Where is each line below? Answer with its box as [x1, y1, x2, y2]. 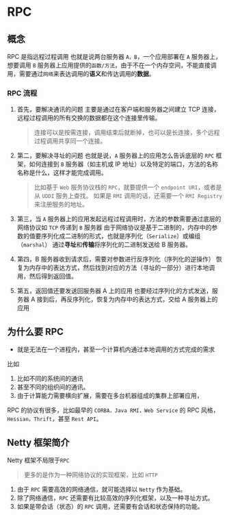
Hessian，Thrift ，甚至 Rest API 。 [7, 415, 103, 423]
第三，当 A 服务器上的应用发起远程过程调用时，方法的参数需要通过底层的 [16, 215, 221, 223]
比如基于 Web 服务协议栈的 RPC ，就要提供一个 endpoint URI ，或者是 [33, 183, 222, 192]
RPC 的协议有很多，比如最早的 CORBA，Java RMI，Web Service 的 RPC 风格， [7, 406, 219, 414]
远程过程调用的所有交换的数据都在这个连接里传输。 [16, 114, 161, 122]
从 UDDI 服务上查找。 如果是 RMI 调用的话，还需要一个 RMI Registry [33, 192, 223, 200]
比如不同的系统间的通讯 [16, 375, 83, 383]
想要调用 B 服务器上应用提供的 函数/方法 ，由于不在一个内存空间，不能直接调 [7, 61, 217, 69]
